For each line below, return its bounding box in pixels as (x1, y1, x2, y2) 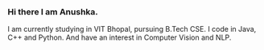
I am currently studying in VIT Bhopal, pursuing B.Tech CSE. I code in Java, (7, 25, 257, 34)
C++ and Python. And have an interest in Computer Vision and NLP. (7, 33, 232, 42)
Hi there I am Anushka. (7, 6, 98, 17)
